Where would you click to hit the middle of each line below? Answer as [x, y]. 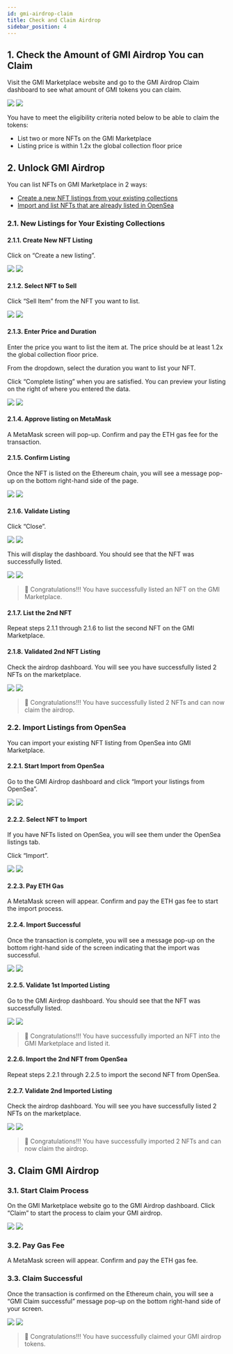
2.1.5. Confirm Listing [39, 458]
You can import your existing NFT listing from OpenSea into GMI [99, 742]
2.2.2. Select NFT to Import [47, 819]
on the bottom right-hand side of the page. [78, 480]
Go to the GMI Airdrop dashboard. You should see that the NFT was [104, 1001]
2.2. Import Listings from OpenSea [67, 728]
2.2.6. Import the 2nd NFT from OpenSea [67, 1059]
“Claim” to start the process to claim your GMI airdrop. [85, 1213]
